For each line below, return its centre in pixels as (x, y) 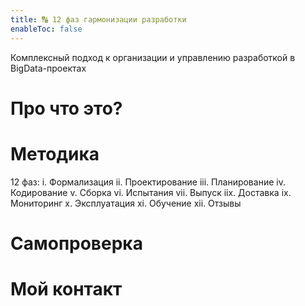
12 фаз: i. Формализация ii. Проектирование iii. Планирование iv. (148, 182)
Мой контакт (66, 289)
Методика (55, 153)
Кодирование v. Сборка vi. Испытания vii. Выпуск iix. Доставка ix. (151, 192)
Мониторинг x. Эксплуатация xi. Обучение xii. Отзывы (126, 203)
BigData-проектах (48, 68)
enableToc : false (46, 29)
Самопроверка (76, 243)
